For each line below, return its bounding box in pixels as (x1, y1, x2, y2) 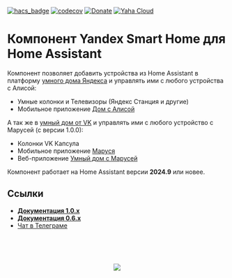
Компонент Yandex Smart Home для (7, 31, 226, 47)
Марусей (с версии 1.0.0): (7, 126, 84, 134)
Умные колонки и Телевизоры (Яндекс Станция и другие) (17, 97, 190, 105)
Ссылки (7, 188, 44, 200)
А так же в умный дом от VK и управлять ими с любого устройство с (7, 118, 214, 126)
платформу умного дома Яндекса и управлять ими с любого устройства (7, 76, 224, 85)
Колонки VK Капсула (17, 139, 79, 147)
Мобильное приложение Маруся (17, 147, 116, 155)
